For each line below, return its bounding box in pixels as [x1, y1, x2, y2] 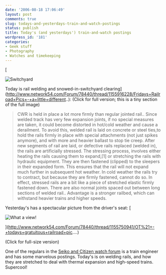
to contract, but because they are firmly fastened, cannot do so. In [17, 174, 153, 181]
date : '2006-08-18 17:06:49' [5, 7, 65, 12]
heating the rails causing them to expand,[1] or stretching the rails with [17, 153, 161, 159]
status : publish [5, 26, 39, 31]
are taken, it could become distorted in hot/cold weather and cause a [17, 122, 158, 128]
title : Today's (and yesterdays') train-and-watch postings [5, 30, 132, 35]
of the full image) [5, 102, 40, 108]
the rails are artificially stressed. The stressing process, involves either [17, 148, 161, 154]
